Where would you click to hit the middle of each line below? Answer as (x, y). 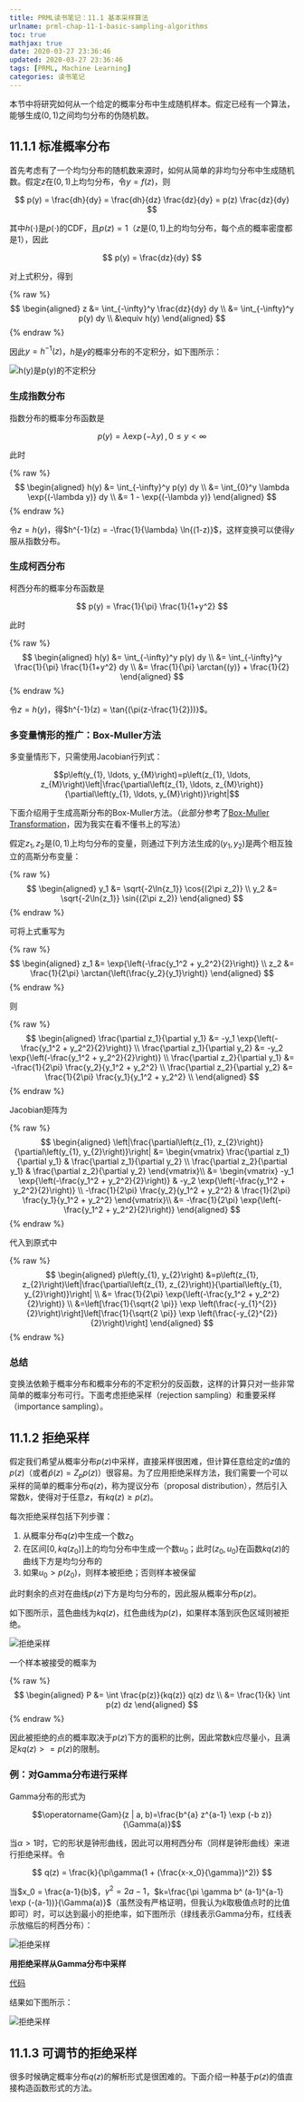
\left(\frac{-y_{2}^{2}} (238, 1313)
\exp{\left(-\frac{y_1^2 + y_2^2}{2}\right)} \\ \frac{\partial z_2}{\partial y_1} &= (152, 1057)
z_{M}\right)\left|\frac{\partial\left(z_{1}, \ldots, (127, 785)
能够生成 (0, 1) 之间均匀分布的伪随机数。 (81, 115)
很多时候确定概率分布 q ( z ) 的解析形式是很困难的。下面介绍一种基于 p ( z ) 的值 (147, 2076)
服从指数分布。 (37, 541)
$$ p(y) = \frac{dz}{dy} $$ (152, 257)
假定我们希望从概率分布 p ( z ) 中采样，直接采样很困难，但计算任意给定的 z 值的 (150, 1462)
